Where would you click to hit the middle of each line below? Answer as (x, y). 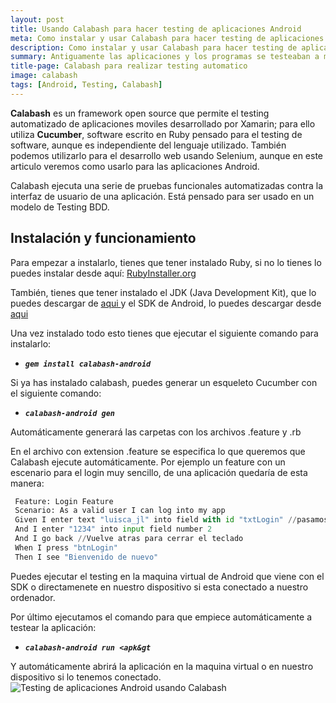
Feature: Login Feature (64, 501)
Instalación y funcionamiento (103, 238)
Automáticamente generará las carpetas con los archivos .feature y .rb (156, 432)
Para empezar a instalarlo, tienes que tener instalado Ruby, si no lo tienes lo (166, 262)
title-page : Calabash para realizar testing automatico (129, 66)
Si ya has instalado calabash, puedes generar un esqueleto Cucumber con (164, 382)
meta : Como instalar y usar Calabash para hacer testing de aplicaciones (167, 38)
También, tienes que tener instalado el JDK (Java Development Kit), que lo (163, 292)
